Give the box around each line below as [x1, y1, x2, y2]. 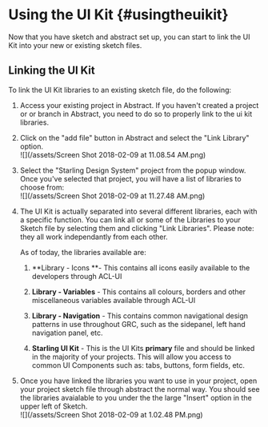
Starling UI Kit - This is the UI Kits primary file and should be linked [31, 343, 255, 353]
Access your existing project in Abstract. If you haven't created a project [19, 100, 259, 110]
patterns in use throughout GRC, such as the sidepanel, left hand [31, 319, 246, 329]
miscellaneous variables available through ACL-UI [31, 295, 196, 305]
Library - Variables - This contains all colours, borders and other [31, 286, 246, 297]
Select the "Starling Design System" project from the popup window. [19, 166, 246, 175]
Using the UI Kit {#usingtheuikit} [8, 6, 230, 24]
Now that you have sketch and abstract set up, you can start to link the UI [8, 32, 250, 42]
